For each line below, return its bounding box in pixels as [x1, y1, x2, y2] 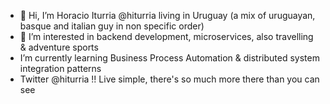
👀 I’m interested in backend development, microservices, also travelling [19, 31, 314, 42]
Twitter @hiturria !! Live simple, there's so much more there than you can [19, 73, 320, 85]
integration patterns [19, 63, 102, 74]
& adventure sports [19, 41, 99, 53]
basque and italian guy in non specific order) [19, 20, 205, 32]
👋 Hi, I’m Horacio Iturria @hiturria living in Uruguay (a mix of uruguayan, [19, 10, 316, 21]
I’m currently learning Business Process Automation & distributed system [19, 52, 320, 64]
